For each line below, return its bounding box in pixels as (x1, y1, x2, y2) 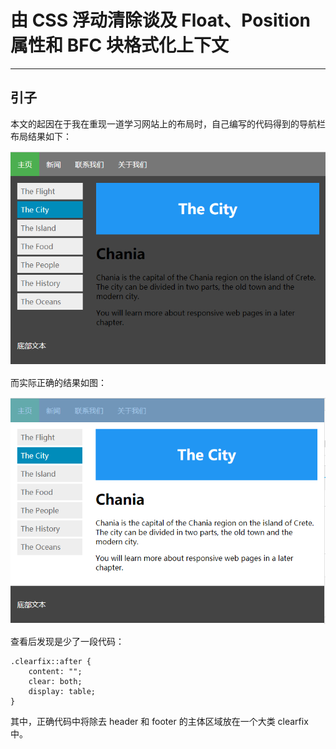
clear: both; (28, 677, 83, 687)
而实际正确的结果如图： (10, 376, 107, 388)
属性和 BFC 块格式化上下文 (10, 34, 229, 57)
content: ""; (28, 667, 83, 677)
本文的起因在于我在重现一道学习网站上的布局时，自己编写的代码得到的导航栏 (10, 117, 326, 130)
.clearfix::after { (10, 657, 92, 667)
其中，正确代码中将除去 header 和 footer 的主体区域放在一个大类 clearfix (10, 716, 309, 728)
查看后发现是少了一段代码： (10, 636, 125, 648)
